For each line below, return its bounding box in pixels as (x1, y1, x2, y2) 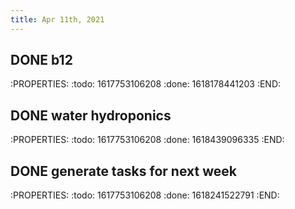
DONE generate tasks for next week (10, 162, 237, 180)
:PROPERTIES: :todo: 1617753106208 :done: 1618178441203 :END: (10, 78, 282, 90)
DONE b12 (10, 52, 73, 69)
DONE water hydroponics (10, 107, 172, 124)
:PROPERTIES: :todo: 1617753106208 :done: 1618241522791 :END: (10, 189, 280, 201)
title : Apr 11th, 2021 (10, 14, 105, 25)
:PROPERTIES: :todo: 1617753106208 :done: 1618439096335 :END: (10, 134, 285, 146)
